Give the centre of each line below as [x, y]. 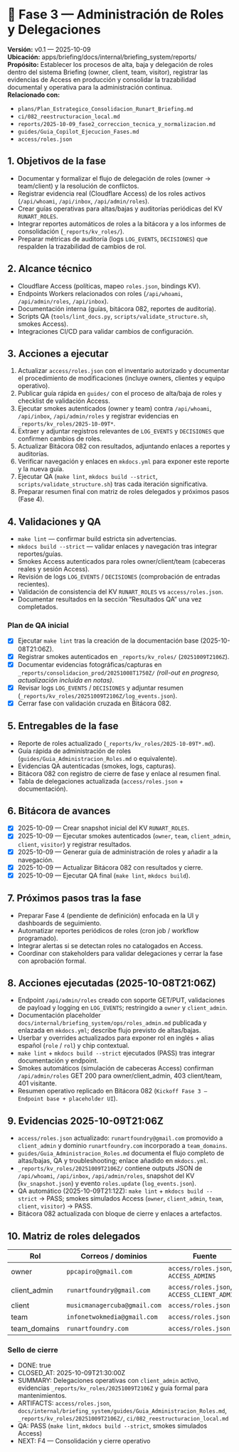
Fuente [205, 1256]
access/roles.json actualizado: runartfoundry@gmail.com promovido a [120, 1138]
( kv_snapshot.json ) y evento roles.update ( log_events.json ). [107, 1184]
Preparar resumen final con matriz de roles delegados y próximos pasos [123, 492]
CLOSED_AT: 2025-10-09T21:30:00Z [71, 1373]
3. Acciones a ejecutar [58, 353]
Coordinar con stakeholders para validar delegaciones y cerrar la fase [120, 953]
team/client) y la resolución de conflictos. [78, 186]
